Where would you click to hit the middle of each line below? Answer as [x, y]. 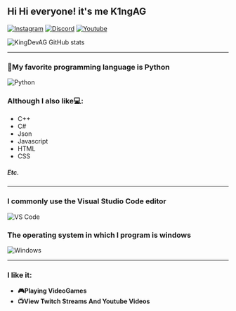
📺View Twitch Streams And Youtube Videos [84, 301]
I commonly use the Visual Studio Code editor [87, 201]
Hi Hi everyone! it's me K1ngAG [77, 12]
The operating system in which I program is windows [99, 235]
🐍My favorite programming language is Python [88, 67]
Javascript [33, 141]
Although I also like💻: [46, 101]
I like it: [20, 275]
